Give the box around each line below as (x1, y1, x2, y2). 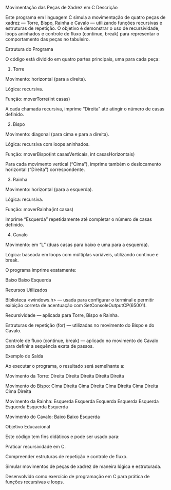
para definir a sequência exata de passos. (5, 343, 94, 349)
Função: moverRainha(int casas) (5, 206, 73, 212)
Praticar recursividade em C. (5, 444, 66, 449)
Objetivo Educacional (5, 424, 50, 429)
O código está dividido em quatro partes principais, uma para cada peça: (5, 56, 160, 62)
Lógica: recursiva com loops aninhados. (5, 141, 90, 147)
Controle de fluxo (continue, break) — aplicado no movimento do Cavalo (5, 337, 159, 344)
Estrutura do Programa (5, 46, 53, 52)
